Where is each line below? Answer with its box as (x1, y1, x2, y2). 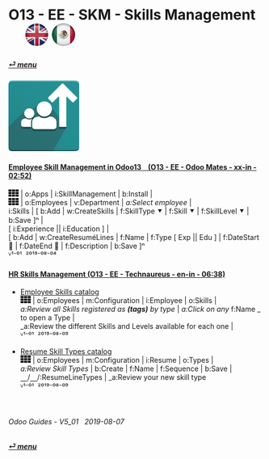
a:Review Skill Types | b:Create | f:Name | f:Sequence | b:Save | (19, 364, 233, 373)
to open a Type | (19, 313, 75, 322)
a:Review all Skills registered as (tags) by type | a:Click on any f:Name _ (19, 305, 261, 314)
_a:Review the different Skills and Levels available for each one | (19, 322, 234, 331)
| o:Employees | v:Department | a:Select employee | (19, 197, 192, 207)
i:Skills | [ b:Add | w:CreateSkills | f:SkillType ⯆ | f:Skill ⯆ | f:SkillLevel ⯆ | (8, 206, 250, 216)
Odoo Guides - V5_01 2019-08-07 (8, 416, 125, 426)
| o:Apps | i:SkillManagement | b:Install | (19, 188, 153, 199)
